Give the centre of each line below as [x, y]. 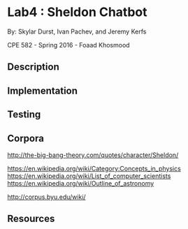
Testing [24, 115]
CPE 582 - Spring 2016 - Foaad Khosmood [69, 45]
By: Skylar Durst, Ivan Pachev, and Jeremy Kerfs [77, 31]
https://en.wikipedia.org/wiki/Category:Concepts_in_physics [94, 168]
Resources [31, 219]
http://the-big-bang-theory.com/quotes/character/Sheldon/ [93, 155]
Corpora [26, 138]
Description [33, 67]
